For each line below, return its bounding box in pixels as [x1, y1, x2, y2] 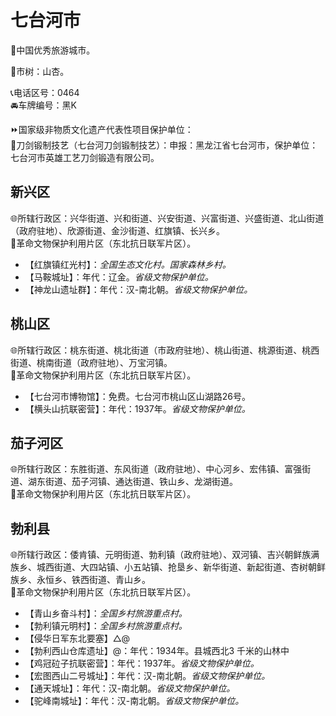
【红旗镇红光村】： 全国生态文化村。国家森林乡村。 [24, 258, 232, 270]
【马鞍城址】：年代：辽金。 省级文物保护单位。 [24, 271, 214, 283]
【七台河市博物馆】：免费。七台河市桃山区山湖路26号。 [24, 390, 252, 402]
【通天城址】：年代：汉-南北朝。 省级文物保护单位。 [24, 682, 236, 695]
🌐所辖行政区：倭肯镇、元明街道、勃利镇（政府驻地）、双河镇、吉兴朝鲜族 [10, 549, 312, 561]
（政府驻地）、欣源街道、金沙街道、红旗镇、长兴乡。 [10, 224, 225, 236]
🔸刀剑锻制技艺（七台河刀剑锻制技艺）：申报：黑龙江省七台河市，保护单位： [10, 139, 319, 151]
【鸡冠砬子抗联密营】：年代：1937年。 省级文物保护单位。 [24, 657, 260, 670]
